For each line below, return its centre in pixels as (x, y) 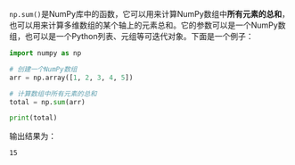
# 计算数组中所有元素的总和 (53, 94)
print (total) (33, 118)
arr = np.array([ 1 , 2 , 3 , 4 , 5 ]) (71, 78)
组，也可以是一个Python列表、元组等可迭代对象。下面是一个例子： (131, 36)
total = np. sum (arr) (48, 102)
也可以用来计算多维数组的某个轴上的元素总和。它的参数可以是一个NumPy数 (147, 25)
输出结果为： (33, 136)
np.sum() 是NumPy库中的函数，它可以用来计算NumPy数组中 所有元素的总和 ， (150, 14)
